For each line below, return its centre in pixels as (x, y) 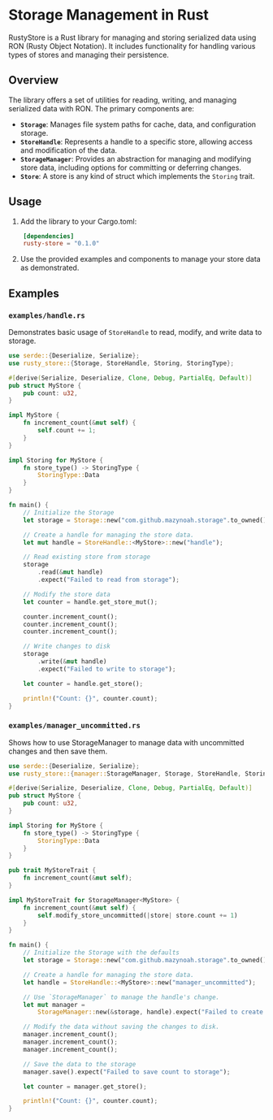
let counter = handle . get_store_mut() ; (91, 602)
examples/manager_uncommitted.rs (74, 726)
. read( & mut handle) (71, 572)
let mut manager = (54, 1005)
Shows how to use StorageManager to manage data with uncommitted (126, 742)
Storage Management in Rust (109, 15)
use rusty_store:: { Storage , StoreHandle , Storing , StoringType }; (121, 363)
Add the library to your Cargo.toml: (78, 221)
